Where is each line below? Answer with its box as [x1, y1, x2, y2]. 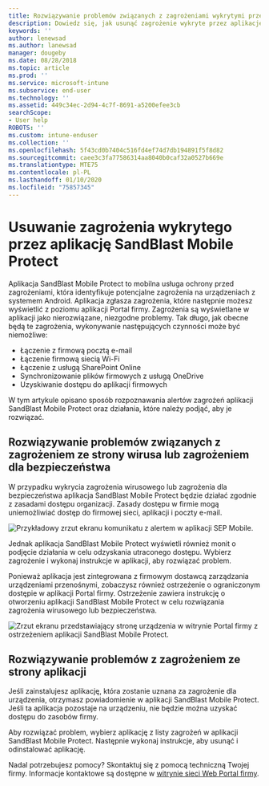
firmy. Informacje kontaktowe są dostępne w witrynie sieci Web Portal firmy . [8, 768, 259, 779]
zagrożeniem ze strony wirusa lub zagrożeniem [8, 448, 250, 462]
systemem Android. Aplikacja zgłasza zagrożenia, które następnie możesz [8, 295, 253, 305]
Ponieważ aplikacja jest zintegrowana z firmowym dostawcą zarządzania [8, 571, 250, 580]
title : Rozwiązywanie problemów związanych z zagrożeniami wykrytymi [8, 11, 246, 20]
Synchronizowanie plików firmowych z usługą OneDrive [19, 371, 204, 381]
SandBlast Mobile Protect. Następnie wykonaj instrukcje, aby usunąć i [8, 736, 239, 746]
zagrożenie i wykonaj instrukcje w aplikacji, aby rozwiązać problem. [8, 556, 232, 565]
